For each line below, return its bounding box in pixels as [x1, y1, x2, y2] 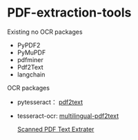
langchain [17, 70, 46, 79]
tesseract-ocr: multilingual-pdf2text [17, 112, 119, 120]
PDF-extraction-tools [7, 5, 132, 21]
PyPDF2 [17, 41, 41, 49]
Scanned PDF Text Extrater [17, 125, 95, 133]
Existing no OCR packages [7, 28, 83, 36]
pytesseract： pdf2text [17, 98, 83, 106]
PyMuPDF [17, 48, 46, 57]
